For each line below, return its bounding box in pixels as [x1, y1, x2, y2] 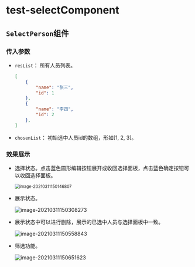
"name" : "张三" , [36, 85, 74, 90]
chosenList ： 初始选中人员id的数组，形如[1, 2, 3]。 [14, 134, 137, 141]
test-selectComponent [6, 4, 119, 17]
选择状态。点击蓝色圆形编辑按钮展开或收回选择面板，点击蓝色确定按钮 [14, 164, 184, 171]
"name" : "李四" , [36, 106, 74, 112]
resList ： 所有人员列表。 [14, 62, 76, 69]
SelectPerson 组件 [6, 28, 69, 38]
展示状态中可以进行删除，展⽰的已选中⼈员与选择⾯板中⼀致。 [14, 218, 164, 225]
